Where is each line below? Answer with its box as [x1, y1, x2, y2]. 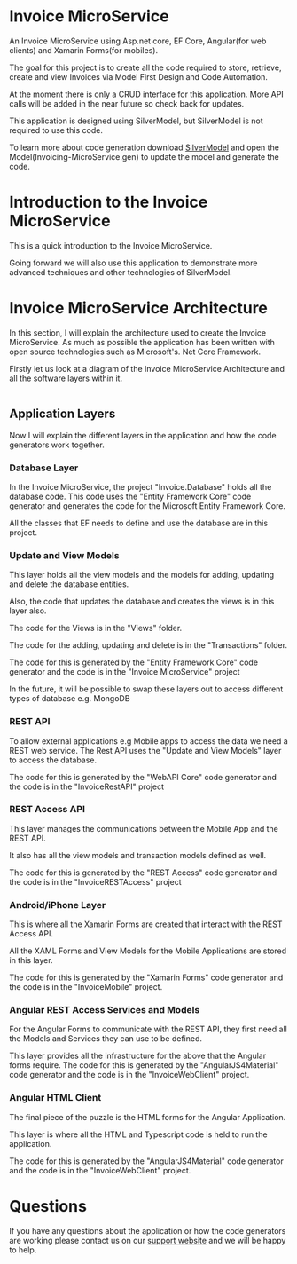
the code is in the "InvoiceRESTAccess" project [9, 876, 182, 887]
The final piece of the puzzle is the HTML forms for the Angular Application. [9, 1111, 286, 1122]
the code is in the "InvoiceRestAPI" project [9, 781, 165, 792]
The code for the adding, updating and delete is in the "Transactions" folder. [9, 640, 288, 651]
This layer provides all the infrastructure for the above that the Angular [9, 1050, 267, 1062]
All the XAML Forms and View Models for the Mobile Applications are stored [9, 945, 287, 956]
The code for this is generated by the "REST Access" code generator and [9, 867, 277, 878]
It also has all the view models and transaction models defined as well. [9, 849, 267, 860]
